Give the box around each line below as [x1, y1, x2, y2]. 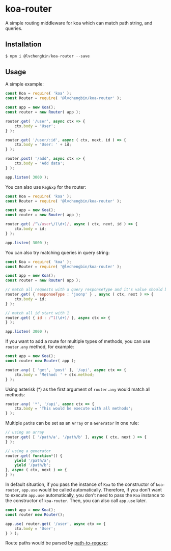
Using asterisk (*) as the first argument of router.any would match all [5, 386, 151, 392]
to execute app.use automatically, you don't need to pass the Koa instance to [5, 492, 165, 499]
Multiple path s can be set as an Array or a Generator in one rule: [5, 420, 139, 426]
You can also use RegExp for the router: [5, 184, 87, 190]
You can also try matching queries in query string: [5, 249, 110, 255]
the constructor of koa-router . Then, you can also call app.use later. [5, 498, 147, 504]
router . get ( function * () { [5, 453, 63, 458]
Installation [5, 40, 42, 49]
